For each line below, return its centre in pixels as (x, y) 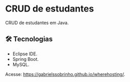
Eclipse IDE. (25, 54)
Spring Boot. (25, 59)
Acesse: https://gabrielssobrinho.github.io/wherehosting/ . (65, 74)
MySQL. (21, 64)
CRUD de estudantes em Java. (37, 23)
